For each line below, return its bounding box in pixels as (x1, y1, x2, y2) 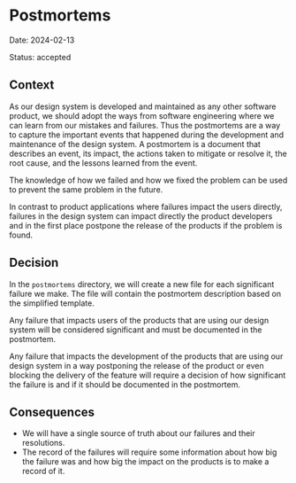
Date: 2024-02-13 (9, 35, 75, 45)
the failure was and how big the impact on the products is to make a (21, 456, 269, 467)
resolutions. (21, 438, 65, 448)
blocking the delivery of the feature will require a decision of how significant (9, 370, 286, 380)
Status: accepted (9, 51, 72, 62)
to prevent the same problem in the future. (9, 183, 163, 195)
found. (9, 230, 34, 240)
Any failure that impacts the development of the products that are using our (9, 351, 284, 362)
